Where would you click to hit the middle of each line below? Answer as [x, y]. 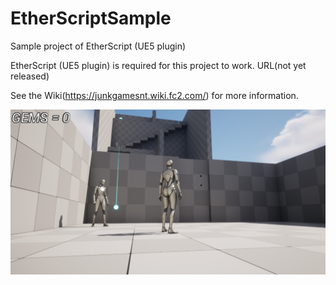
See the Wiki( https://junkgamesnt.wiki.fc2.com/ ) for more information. [154, 95]
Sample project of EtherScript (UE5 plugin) [98, 46]
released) [30, 76]
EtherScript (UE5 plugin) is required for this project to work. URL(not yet [158, 65]
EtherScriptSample [91, 18]
